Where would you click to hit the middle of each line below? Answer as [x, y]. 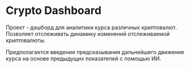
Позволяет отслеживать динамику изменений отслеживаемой [88, 33]
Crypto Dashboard [54, 11]
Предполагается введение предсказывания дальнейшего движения [95, 52]
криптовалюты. [26, 40]
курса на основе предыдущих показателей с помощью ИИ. [83, 58]
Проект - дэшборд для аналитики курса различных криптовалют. [91, 27]
